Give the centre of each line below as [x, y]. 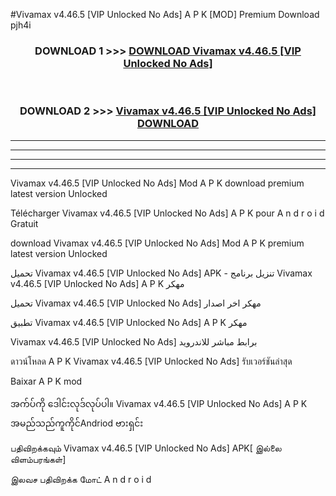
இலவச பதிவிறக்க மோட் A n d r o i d [81, 479]
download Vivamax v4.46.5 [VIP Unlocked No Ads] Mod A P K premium [157, 243]
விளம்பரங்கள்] [38, 459]
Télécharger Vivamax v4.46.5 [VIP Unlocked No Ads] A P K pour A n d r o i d [167, 213]
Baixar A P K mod [46, 381]
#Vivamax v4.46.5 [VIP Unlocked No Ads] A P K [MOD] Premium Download [165, 14]
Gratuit [24, 223]
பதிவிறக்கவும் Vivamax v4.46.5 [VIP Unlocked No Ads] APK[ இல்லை [146, 448]
